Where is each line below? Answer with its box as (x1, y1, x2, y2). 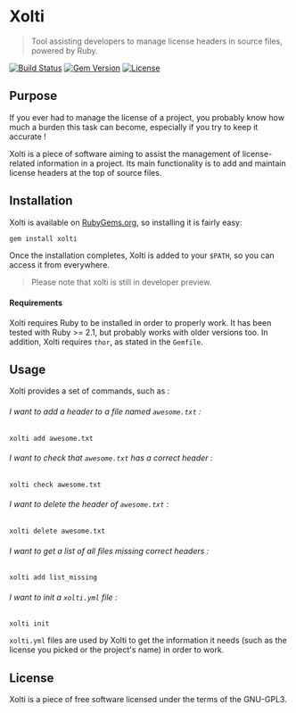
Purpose (9, 88, 58, 104)
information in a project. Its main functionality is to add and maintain (37, 158, 287, 169)
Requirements (9, 297, 63, 309)
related (9, 158, 36, 169)
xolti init (9, 619, 50, 628)
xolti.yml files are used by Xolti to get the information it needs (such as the (9, 635, 287, 646)
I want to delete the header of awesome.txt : (9, 499, 169, 510)
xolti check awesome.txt (9, 480, 102, 489)
